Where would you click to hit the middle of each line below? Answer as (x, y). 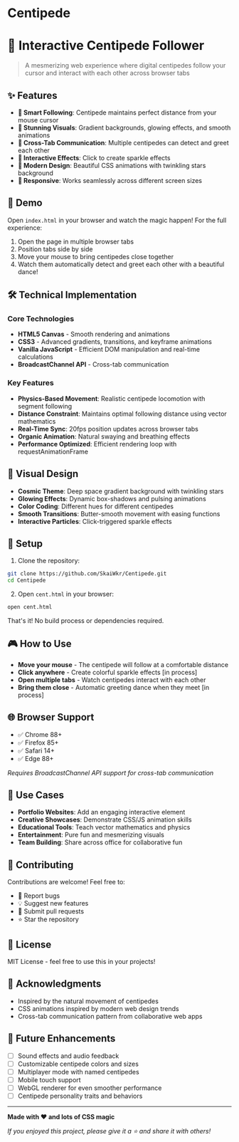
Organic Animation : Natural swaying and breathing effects (104, 436)
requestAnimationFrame (53, 451)
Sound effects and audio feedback (68, 1056)
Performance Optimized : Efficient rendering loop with (97, 444)
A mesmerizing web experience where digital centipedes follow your (125, 66)
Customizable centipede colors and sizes (78, 1064)
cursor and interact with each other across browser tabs (107, 73)
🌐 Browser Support (51, 717)
